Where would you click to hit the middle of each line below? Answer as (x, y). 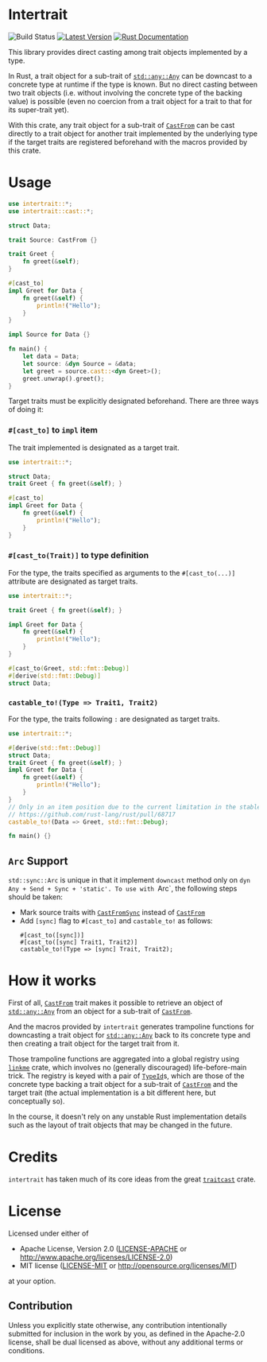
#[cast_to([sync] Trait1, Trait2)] (79, 943)
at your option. (32, 1281)
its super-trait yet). (39, 110)
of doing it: (26, 409)
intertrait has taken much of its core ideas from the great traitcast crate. (132, 1179)
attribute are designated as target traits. (73, 581)
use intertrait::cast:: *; (51, 211)
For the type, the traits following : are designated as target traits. (114, 719)
